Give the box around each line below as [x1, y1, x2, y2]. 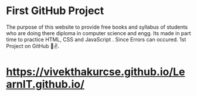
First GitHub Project [6, 4, 104, 18]
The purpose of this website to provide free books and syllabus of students [6, 23, 188, 30]
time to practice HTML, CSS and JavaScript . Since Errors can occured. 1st [6, 36, 186, 43]
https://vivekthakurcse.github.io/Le [6, 66, 185, 78]
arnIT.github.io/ [6, 78, 85, 91]
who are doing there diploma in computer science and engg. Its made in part [6, 29, 191, 36]
